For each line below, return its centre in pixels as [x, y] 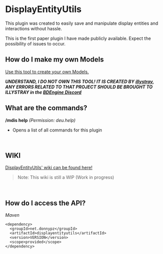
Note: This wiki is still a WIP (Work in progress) [66, 177]
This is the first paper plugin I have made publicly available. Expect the [78, 38]
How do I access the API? [46, 203]
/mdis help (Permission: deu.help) [40, 120]
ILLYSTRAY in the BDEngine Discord [43, 92]
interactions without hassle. [34, 28]
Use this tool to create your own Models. [47, 72]
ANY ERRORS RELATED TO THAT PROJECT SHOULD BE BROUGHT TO [79, 87]
